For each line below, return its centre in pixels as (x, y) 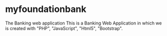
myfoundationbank (46, 9)
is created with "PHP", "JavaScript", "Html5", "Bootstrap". (64, 28)
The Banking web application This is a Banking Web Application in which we (83, 23)
